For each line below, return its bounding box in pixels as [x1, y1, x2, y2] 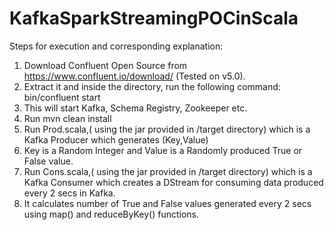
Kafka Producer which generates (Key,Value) [23, 133, 209, 146]
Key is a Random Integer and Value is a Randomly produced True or [23, 144, 303, 156]
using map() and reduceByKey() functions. [23, 208, 199, 220]
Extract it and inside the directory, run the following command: [23, 80, 281, 92]
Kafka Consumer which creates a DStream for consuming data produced [23, 176, 324, 188]
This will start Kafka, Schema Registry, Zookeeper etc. [23, 102, 248, 114]
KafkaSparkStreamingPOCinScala [9, 7, 299, 30]
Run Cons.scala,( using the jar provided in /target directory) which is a [23, 165, 313, 177]
